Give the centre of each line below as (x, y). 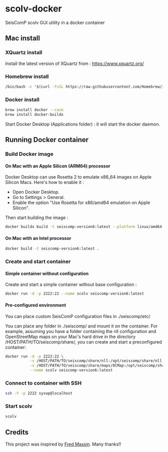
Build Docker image (29, 154)
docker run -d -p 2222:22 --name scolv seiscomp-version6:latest (74, 294)
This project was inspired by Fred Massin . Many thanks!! (63, 444)
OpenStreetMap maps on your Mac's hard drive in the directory (70, 336)
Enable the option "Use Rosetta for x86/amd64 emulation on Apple (81, 202)
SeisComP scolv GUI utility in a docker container (55, 22)
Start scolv (19, 406)
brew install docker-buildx (34, 114)
